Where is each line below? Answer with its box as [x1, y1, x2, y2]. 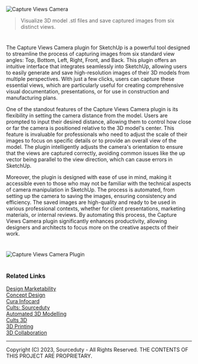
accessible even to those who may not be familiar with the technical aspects [6, 180, 192, 187]
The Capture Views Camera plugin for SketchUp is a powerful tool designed [6, 44, 190, 51]
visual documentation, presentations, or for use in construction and [6, 88, 170, 95]
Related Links [6, 272, 46, 280]
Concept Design [6, 291, 46, 298]
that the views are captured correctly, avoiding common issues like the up [6, 149, 186, 157]
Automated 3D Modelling [6, 310, 67, 317]
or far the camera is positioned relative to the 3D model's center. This [6, 125, 175, 132]
